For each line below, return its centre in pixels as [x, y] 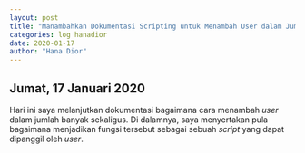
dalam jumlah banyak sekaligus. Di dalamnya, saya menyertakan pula [139, 120]
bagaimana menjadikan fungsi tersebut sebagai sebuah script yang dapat [147, 129]
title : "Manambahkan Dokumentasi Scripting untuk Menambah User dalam [146, 26]
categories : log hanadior [58, 34]
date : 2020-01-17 [42, 43]
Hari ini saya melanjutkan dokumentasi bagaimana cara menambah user [144, 110]
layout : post [34, 18]
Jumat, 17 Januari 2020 [77, 88]
